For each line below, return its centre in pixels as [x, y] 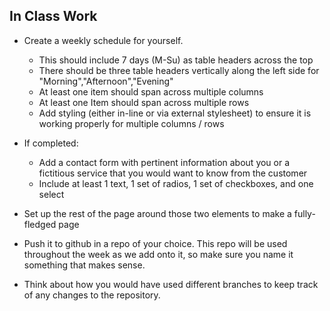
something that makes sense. [84, 265]
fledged [40, 224]
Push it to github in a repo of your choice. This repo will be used [155, 243]
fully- [304, 213]
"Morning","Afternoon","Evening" [106, 81]
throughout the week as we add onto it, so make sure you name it [158, 254]
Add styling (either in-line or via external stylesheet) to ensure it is [175, 113]
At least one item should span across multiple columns [151, 91]
